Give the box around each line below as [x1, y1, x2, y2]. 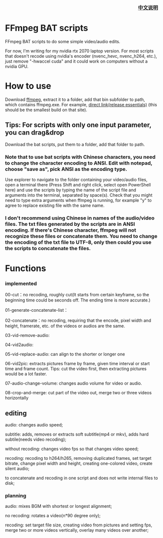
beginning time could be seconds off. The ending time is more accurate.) [5, 297, 150, 303]
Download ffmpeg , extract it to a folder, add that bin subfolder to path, [5, 96, 146, 102]
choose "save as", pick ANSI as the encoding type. [5, 166, 128, 172]
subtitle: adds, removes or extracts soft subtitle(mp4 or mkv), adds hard [5, 431, 149, 437]
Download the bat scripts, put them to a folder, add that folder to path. [5, 141, 145, 147]
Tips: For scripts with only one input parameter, [5, 121, 152, 129]
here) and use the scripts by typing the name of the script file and [5, 187, 136, 193]
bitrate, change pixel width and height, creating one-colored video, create [5, 460, 153, 467]
